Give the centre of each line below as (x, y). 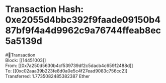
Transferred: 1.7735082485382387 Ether (48, 76)
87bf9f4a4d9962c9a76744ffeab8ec (83, 30)
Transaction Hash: (45, 9)
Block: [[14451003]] (26, 60)
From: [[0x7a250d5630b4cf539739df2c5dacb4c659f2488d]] (69, 65)
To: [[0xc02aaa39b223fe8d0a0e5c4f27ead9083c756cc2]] (66, 70)
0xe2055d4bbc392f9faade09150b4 (83, 20)
